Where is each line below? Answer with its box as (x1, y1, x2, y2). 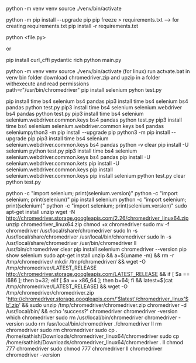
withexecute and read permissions (6, 80, 90, 87)
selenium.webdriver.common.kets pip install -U (6, 160, 120, 167)
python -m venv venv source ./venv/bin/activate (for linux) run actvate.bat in (6, 68, 190, 75)
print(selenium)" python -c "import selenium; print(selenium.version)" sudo (6, 202, 187, 209)
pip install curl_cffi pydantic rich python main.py (6, 57, 122, 63)
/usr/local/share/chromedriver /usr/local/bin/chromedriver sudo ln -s (6, 233, 171, 240)
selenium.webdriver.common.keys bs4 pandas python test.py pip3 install (6, 116, 183, 123)
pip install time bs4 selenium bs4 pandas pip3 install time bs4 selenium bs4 (6, 98, 188, 105)
